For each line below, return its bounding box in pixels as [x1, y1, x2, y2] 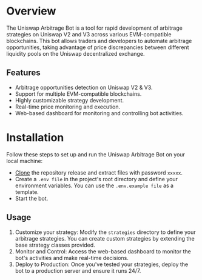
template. [15, 188, 39, 195]
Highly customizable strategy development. [15, 96, 124, 104]
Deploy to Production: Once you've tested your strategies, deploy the [15, 261, 189, 268]
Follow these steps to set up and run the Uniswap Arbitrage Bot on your [6, 150, 185, 158]
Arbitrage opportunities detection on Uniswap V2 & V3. [15, 84, 153, 91]
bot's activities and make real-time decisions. [15, 254, 129, 261]
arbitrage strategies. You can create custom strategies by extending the [15, 235, 195, 242]
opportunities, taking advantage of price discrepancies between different [6, 44, 189, 51]
